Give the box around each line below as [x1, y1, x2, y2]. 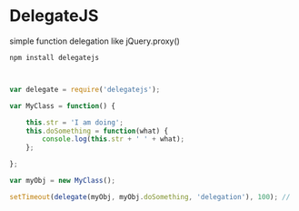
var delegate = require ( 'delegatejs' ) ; [9, 85, 161, 94]
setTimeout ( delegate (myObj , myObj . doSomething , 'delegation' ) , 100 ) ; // [9, 192, 291, 201]
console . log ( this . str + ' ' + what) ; [42, 135, 184, 144]
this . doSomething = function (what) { [25, 126, 169, 136]
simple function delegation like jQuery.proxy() [9, 35, 180, 46]
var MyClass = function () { [9, 101, 116, 110]
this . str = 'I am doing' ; [25, 117, 125, 127]
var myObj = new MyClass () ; [9, 176, 116, 186]
